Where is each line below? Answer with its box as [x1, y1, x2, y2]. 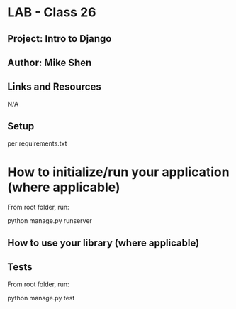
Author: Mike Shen [7, 56, 92, 68]
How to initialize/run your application [7, 164, 230, 180]
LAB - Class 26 [7, 4, 96, 21]
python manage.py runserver [7, 216, 92, 224]
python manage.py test [7, 293, 75, 302]
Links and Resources [7, 81, 101, 93]
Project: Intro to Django [7, 33, 112, 45]
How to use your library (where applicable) [7, 237, 200, 249]
